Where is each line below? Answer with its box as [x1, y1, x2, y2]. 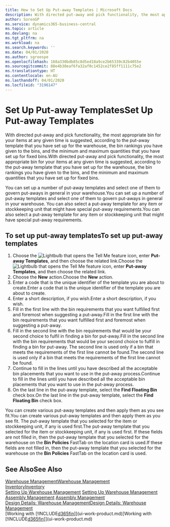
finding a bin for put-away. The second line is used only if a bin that [12, 344, 153, 350]
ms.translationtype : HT [5, 69, 56, 74]
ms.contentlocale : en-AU [5, 73, 58, 78]
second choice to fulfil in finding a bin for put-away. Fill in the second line [12, 333, 164, 339]
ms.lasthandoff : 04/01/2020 [5, 78, 65, 83]
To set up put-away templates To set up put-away [5, 231, 163, 240]
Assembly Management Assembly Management [5, 495, 105, 501]
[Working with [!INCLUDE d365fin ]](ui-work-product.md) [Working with [5, 511, 152, 517]
